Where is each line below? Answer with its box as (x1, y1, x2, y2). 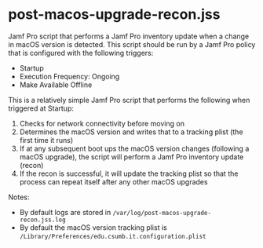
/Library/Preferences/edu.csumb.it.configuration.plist (19, 232, 206, 240)
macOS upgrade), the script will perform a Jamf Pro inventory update (19, 151, 244, 162)
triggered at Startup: (8, 104, 75, 113)
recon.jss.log (19, 216, 66, 224)
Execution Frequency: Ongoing (19, 71, 120, 81)
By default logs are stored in (19, 207, 111, 217)
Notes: (8, 192, 30, 202)
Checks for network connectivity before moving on (19, 119, 184, 128)
